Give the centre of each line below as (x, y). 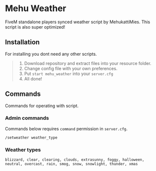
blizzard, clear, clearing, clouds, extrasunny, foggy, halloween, (75, 160)
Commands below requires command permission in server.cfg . (66, 128)
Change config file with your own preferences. (71, 68)
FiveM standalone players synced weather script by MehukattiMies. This (78, 22)
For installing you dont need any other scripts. (51, 54)
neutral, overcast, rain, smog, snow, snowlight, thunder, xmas (71, 164)
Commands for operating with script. (42, 106)
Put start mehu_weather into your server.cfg (69, 74)
